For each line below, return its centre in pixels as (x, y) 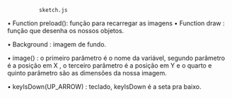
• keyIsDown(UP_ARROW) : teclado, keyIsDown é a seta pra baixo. (104, 87)
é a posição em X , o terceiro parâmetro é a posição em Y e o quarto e (110, 66)
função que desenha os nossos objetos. (66, 31)
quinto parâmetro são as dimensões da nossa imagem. (87, 73)
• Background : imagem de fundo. (57, 44)
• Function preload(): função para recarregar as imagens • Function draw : (116, 23)
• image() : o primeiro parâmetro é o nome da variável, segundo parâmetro (116, 58)
